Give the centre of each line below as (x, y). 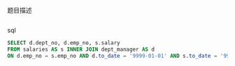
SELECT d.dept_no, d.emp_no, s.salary (64, 43)
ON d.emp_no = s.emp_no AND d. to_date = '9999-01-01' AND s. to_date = (112, 56)
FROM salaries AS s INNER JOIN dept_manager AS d (81, 49)
